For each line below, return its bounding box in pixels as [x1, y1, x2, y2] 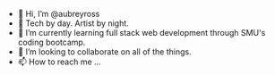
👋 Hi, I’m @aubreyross [17, 9, 100, 19]
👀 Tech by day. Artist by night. [17, 18, 130, 29]
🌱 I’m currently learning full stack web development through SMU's [17, 28, 266, 37]
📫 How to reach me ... [17, 56, 101, 67]
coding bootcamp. [17, 37, 86, 47]
